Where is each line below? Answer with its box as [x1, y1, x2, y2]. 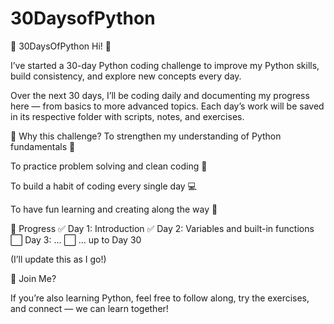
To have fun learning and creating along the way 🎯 [10, 203, 218, 215]
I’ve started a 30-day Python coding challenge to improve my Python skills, [10, 59, 320, 71]
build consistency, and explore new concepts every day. [10, 70, 242, 82]
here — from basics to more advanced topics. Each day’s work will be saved [10, 100, 325, 112]
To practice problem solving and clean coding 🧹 [10, 160, 208, 172]
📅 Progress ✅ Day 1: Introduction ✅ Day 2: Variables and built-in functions [10, 222, 315, 234]
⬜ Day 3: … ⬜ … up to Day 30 [10, 233, 142, 246]
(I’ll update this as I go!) [10, 253, 107, 265]
